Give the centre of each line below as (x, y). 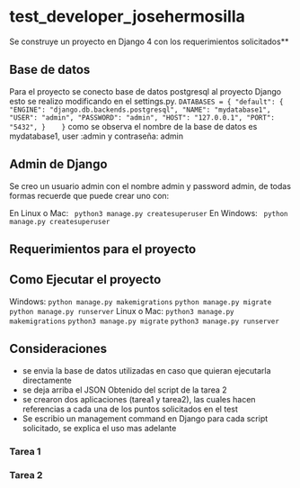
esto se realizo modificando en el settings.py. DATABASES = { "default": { (146, 101)
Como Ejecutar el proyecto (85, 280)
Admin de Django (58, 164)
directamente (47, 380)
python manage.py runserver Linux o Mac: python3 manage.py (122, 311)
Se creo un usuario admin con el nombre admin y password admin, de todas (150, 185)
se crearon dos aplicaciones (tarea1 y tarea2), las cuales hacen (139, 399)
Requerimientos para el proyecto (103, 249)
